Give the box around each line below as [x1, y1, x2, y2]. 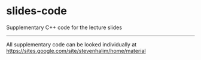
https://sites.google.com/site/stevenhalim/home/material [6, 47, 146, 54]
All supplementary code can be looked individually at [6, 40, 137, 48]
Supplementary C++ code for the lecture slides [6, 24, 123, 31]
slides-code [6, 4, 67, 18]
